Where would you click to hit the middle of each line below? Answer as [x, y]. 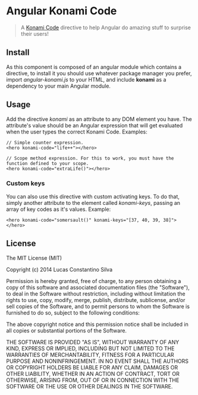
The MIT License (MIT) [34, 258]
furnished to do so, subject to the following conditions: [73, 312]
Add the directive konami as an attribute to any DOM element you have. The [99, 119]
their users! [34, 33]
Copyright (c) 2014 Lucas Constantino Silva [59, 269]
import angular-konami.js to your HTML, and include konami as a [86, 79]
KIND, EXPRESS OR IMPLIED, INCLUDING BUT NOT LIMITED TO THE [90, 348]
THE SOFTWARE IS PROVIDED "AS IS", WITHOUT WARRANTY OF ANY [93, 342]
